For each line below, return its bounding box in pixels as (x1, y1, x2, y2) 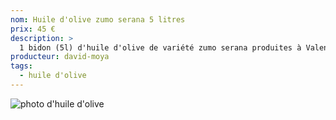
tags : (10, 61, 33, 71)
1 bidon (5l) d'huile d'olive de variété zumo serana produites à (19, 42, 302, 53)
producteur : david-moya (10, 52, 110, 62)
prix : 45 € (10, 24, 56, 34)
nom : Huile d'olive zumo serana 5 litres (10, 14, 186, 25)
